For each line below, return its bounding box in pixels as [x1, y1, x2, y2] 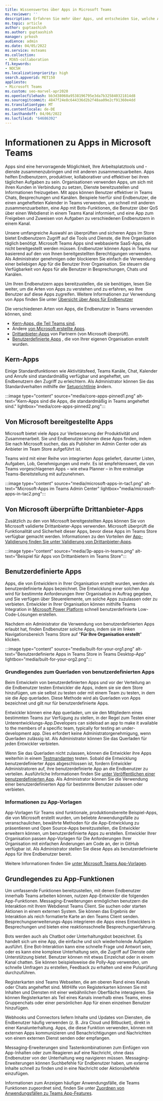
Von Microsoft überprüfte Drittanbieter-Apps [5, 505, 144, 513]
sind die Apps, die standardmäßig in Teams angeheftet [40, 398, 149, 404]
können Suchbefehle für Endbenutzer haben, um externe [35, 1060, 149, 1066]
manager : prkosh [5, 35, 38, 39]
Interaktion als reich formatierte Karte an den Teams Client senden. [5, 914, 139, 920]
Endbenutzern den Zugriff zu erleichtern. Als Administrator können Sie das [5, 378, 154, 384]
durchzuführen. [5, 970, 36, 976]
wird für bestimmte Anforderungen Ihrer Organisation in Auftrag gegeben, [5, 590, 153, 596]
